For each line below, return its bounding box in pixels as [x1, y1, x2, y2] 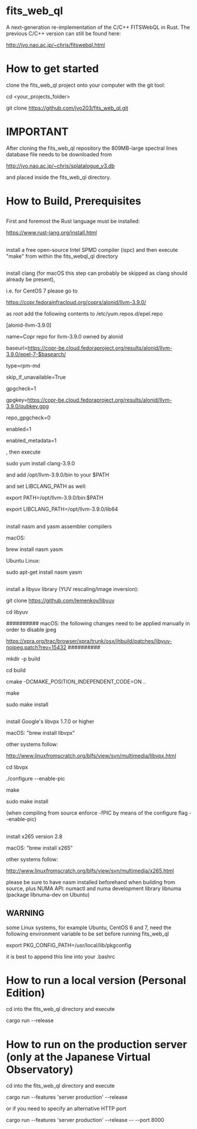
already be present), [6, 276, 55, 283]
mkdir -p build [6, 655, 40, 662]
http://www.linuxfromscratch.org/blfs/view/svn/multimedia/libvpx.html [6, 752, 176, 759]
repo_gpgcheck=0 [6, 414, 51, 421]
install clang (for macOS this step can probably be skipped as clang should [6, 270, 188, 277]
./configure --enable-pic [6, 775, 66, 782]
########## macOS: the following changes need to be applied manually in [6, 619, 190, 626]
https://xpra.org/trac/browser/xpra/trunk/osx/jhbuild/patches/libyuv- [6, 637, 172, 644]
